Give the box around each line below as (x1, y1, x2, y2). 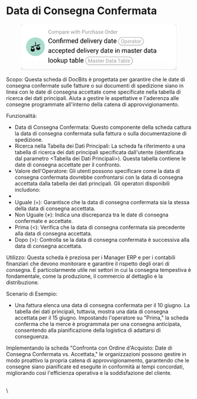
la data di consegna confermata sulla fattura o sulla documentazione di (14, 130, 187, 137)
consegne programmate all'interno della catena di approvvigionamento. (6, 101, 179, 108)
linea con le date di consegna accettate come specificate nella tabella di (6, 88, 181, 95)
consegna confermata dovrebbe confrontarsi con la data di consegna (14, 174, 183, 181)
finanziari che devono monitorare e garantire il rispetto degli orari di (6, 260, 169, 267)
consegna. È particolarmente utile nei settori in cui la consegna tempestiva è (6, 267, 191, 274)
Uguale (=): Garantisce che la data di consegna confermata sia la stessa (14, 199, 190, 206)
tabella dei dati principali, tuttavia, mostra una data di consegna (14, 308, 169, 315)
